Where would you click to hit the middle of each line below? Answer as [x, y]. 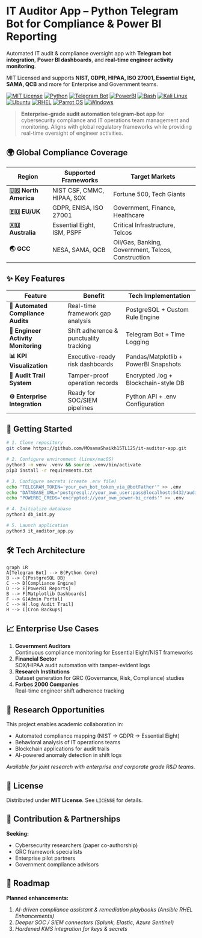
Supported [80, 173]
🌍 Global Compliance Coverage [67, 153]
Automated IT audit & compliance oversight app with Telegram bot [89, 53]
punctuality [84, 338]
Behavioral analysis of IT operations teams [68, 742]
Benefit [94, 295]
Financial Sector [36, 659]
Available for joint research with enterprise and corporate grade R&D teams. [101, 767]
